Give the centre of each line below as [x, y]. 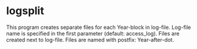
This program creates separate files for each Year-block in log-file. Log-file [98, 27]
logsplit [25, 11]
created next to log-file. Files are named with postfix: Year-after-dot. [90, 40]
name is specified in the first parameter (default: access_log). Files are [93, 33]
